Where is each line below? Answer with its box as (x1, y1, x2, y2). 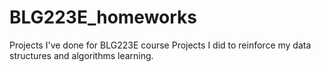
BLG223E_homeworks (9, 6, 198, 29)
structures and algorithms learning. (9, 49, 154, 61)
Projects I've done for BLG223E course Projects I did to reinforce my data (9, 39, 312, 51)
